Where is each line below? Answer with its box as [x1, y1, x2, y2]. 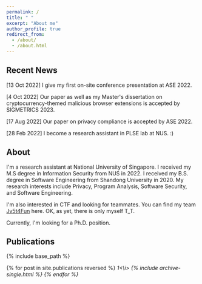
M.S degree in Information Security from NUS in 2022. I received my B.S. [6, 169, 189, 177]
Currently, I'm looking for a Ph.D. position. [6, 219, 111, 226]
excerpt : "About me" [6, 20, 59, 26]
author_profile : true [6, 25, 61, 32]
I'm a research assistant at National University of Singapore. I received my [6, 163, 192, 171]
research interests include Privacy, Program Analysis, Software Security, [6, 183, 187, 190]
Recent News [6, 65, 58, 76]
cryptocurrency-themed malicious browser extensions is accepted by [6, 100, 180, 107]
